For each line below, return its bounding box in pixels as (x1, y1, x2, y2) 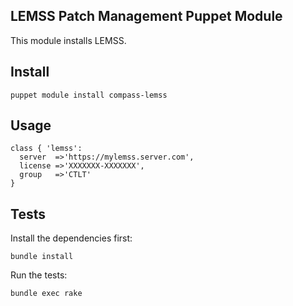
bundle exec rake (10, 289, 83, 299)
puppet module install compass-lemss (10, 90, 168, 100)
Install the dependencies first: (10, 232, 133, 244)
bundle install (10, 252, 74, 262)
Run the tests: (10, 269, 68, 281)
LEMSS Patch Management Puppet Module (10, 8, 283, 25)
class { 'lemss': (10, 144, 83, 154)
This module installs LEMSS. (10, 34, 127, 46)
